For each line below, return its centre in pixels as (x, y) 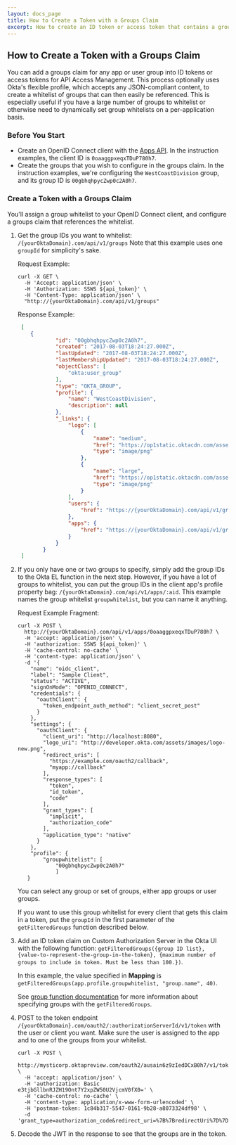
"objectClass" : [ (81, 366)
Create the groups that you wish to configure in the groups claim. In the (121, 165)
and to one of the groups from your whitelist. (82, 1040)
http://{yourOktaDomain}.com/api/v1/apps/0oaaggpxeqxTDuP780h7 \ (122, 632)
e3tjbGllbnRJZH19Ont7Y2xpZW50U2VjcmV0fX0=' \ (85, 1090)
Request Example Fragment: (58, 613)
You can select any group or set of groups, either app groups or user (117, 891)
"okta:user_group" (95, 373)
